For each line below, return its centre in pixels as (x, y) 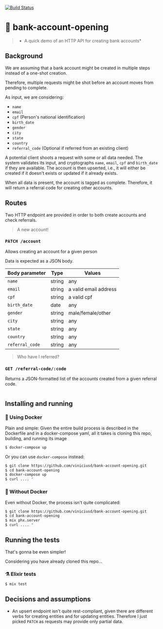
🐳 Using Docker (24, 417)
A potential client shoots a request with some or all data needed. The (74, 157)
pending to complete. (26, 87)
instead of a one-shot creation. (36, 73)
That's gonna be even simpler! (36, 552)
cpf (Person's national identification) (48, 117)
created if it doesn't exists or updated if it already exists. (61, 173)
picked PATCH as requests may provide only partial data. (67, 621)
